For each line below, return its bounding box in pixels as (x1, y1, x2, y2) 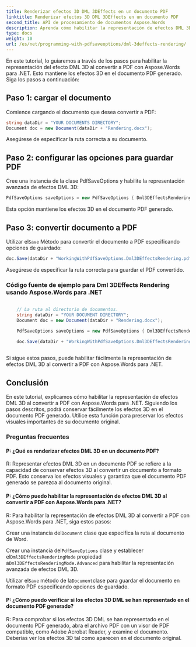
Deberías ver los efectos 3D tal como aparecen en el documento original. (6, 634, 182, 641)
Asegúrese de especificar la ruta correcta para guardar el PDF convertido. (6, 266, 185, 273)
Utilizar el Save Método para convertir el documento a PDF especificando (6, 238, 180, 245)
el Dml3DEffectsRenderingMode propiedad (6, 553, 102, 560)
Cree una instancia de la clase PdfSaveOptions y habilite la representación (6, 177, 185, 184)
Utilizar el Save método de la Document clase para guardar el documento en (6, 577, 180, 584)
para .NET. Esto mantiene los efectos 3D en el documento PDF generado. (6, 70, 183, 77)
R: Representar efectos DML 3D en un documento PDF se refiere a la (6, 460, 171, 467)
